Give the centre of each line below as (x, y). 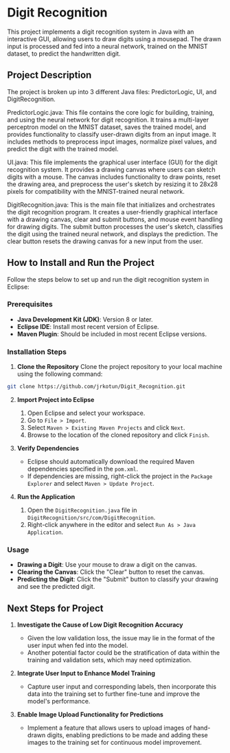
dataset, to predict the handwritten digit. (64, 54)
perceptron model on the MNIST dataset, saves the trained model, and (107, 127)
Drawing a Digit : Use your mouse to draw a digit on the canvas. (107, 565)
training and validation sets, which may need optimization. (110, 660)
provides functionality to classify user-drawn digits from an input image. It (112, 134)
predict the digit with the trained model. (63, 148)
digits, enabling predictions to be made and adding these (127, 735)
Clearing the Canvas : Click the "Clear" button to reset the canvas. (111, 572)
